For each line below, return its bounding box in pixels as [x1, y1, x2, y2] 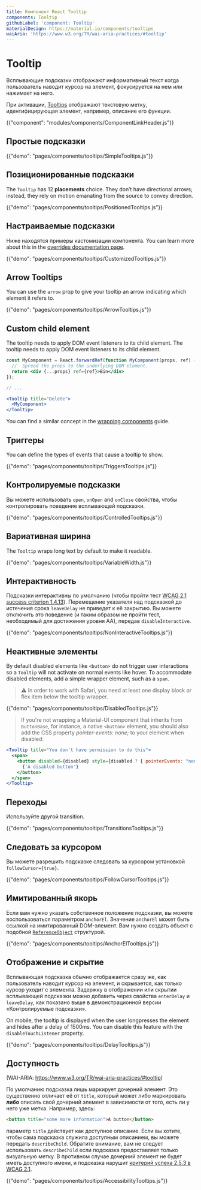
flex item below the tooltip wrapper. [20, 693, 109, 700]
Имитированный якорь [6, 893, 98, 903]
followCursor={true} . [6, 864, 59, 871]
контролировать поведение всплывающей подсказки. [6, 502, 145, 510]
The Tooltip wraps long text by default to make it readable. [6, 547, 153, 555]
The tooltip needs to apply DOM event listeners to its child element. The [6, 339, 183, 347]
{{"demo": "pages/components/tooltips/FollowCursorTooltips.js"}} [6, 876, 169, 883]
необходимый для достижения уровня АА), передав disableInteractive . [6, 617, 191, 625]
